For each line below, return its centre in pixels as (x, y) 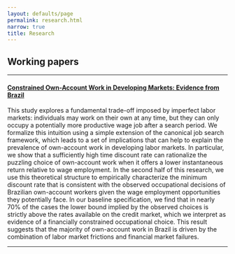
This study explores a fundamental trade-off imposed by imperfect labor (112, 111)
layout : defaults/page (40, 14)
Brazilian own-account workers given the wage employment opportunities (114, 192)
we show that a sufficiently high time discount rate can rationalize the (107, 155)
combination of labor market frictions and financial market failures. (103, 237)
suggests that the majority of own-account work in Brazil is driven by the (112, 230)
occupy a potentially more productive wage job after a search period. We (113, 125)
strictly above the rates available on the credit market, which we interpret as (116, 215)
